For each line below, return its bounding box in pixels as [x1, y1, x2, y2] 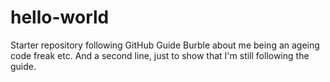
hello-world [10, 6, 110, 29]
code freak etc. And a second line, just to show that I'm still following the [10, 49, 310, 61]
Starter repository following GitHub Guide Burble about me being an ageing [10, 39, 320, 51]
